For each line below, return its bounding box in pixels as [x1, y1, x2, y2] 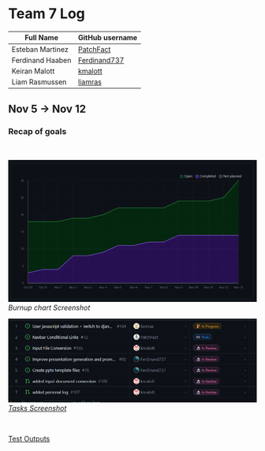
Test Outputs [8, 434, 50, 444]
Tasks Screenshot [8, 404, 67, 413]
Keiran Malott [11, 66, 55, 76]
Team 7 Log [8, 5, 85, 23]
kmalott [77, 66, 103, 76]
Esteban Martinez [11, 44, 69, 54]
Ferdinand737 [77, 55, 125, 65]
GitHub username [77, 33, 138, 43]
